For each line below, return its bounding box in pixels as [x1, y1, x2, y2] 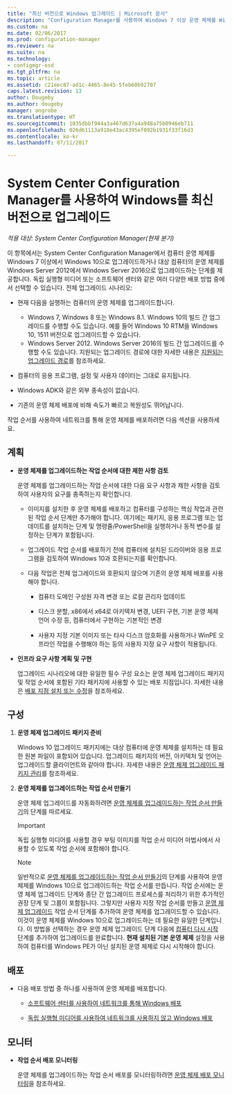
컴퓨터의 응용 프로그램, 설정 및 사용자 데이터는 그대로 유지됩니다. [17, 371, 192, 379]
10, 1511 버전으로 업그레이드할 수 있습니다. [27, 331, 141, 339]
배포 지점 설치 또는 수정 [24, 686, 88, 695]
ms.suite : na [7, 49, 45, 56]
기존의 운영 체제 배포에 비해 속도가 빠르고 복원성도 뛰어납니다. [17, 401, 184, 409]
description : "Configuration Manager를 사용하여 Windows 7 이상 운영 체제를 [7, 17, 217, 24]
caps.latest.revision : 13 [7, 88, 82, 95]
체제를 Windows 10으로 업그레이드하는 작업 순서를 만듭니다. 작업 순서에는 [17, 881, 217, 890]
